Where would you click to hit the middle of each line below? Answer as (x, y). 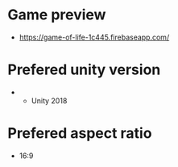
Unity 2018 (49, 100)
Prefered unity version (84, 70)
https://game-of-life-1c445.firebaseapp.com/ (94, 37)
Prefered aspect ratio (80, 134)
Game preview (57, 15)
